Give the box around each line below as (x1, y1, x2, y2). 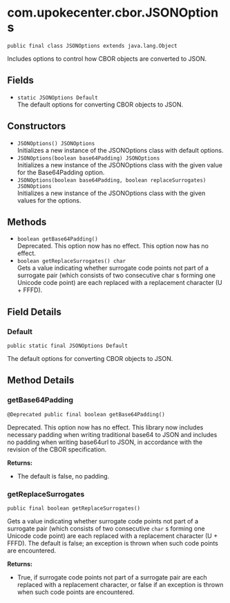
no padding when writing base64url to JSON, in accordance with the (7, 438, 202, 446)
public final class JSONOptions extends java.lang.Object (7, 42, 178, 49)
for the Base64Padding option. (17, 168, 105, 176)
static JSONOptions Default (17, 94, 98, 101)
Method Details (7, 375, 75, 387)
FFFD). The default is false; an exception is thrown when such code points (7, 539, 219, 548)
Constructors (7, 120, 66, 132)
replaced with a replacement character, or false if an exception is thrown (17, 581, 224, 589)
